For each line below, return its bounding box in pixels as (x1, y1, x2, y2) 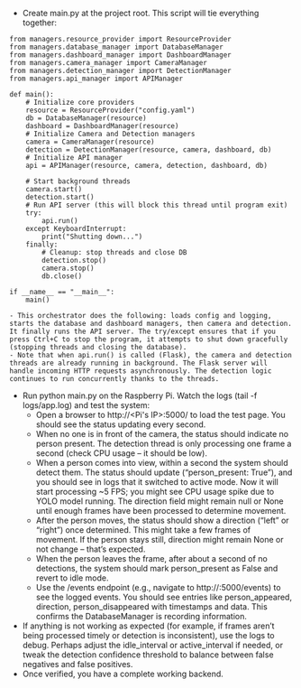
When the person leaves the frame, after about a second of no (35, 553, 268, 563)
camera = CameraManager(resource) (25, 137, 155, 146)
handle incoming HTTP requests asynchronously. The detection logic (9, 367, 272, 376)
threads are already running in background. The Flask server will (9, 358, 269, 367)
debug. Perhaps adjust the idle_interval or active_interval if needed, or (22, 640, 284, 650)
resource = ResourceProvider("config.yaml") (25, 106, 196, 115)
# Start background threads (25, 177, 131, 186)
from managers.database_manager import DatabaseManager (9, 42, 223, 51)
